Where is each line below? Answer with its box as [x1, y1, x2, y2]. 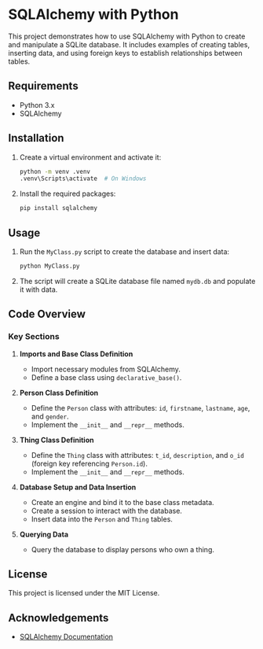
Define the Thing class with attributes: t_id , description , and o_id [31, 450, 245, 459]
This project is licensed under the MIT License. [8, 588, 160, 598]
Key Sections [8, 331, 60, 342]
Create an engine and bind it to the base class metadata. [31, 497, 214, 507]
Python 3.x [19, 100, 55, 109]
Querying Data [19, 529, 69, 539]
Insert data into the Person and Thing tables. [31, 514, 173, 524]
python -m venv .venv [19, 168, 90, 175]
